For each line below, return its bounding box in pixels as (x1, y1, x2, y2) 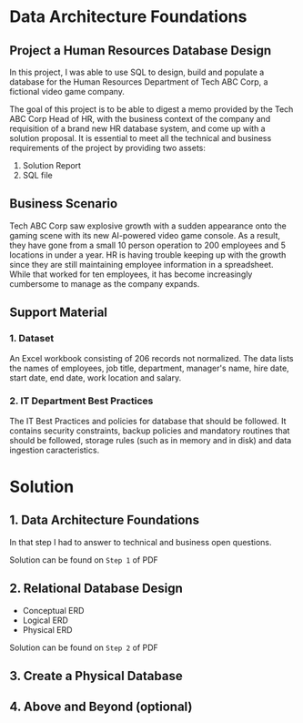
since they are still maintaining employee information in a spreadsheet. (9, 259, 275, 270)
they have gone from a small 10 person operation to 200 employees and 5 (9, 239, 287, 250)
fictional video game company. (9, 87, 126, 97)
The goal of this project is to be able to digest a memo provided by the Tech (9, 104, 294, 115)
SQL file (22, 170, 53, 180)
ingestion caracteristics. (9, 444, 100, 455)
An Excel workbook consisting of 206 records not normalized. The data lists (9, 352, 294, 363)
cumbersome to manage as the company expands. (9, 278, 200, 289)
